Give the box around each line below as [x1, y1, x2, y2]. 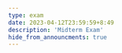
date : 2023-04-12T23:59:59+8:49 [8, 19, 114, 26]
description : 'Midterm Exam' [8, 26, 104, 34]
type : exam [8, 11, 44, 19]
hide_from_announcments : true [8, 33, 108, 41]
